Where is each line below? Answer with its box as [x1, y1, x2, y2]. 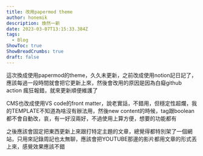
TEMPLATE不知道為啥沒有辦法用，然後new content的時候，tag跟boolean [11, 107, 194, 114]
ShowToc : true [6, 43, 43, 49]
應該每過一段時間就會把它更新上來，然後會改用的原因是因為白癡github [6, 79, 182, 86]
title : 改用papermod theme [6, 8, 73, 15]
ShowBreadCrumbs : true [6, 49, 64, 55]
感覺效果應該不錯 [22, 143, 65, 150]
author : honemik [6, 15, 47, 21]
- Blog [12, 37, 29, 43]
